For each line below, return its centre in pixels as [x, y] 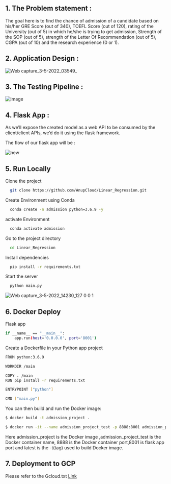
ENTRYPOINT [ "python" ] [29, 390]
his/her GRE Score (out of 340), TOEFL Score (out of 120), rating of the [79, 26]
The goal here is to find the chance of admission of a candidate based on [82, 20]
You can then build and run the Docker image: [53, 408]
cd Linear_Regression [33, 248]
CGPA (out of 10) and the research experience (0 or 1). [62, 42]
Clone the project [23, 181]
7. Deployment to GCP [40, 464]
